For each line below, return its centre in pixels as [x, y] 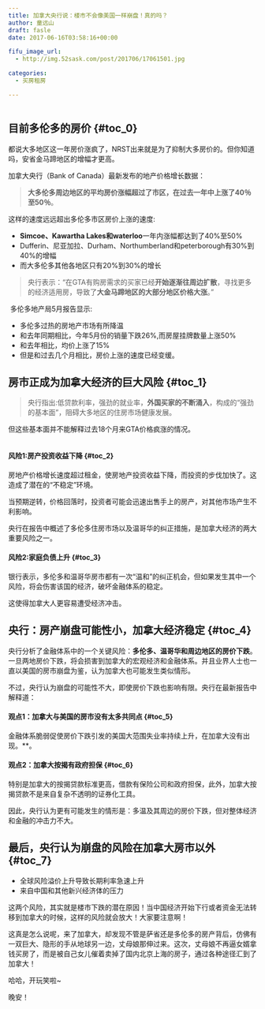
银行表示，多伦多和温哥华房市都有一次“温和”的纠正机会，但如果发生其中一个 [132, 576]
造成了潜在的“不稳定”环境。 [53, 484]
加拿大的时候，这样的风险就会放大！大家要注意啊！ [105, 917]
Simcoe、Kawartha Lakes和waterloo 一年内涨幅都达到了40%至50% [131, 235]
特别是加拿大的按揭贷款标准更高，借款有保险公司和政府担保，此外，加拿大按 [132, 784]
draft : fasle [30, 30]
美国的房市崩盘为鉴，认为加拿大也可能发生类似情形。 [108, 671]
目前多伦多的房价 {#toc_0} [73, 128]
